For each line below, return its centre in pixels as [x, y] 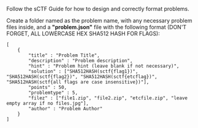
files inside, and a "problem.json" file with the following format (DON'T [97, 27]
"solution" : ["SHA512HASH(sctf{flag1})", [83, 71]
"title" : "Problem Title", [64, 55]
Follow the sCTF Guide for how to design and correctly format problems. [98, 9]
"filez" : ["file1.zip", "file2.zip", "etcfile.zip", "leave [108, 98]
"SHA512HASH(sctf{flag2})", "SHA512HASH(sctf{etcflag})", [82, 77]
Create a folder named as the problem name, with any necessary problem [99, 20]
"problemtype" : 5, [53, 93]
